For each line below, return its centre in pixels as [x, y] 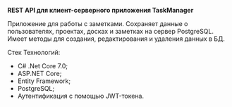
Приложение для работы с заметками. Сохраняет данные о [98, 24]
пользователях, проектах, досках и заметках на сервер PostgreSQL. [110, 31]
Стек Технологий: [34, 52]
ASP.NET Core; [39, 74]
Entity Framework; [44, 81]
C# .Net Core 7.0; [43, 66]
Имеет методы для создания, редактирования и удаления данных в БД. [116, 39]
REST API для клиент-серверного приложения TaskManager [100, 10]
